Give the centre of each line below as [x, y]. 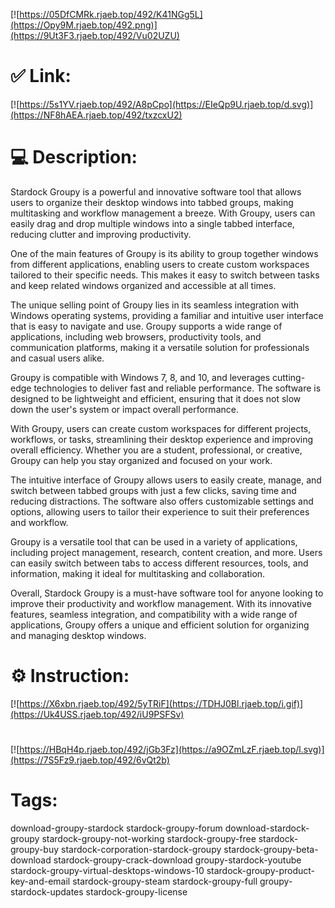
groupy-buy [35, 849]
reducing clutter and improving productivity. [101, 234]
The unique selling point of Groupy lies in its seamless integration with [155, 305]
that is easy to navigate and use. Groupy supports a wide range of [146, 326]
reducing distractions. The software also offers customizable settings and [162, 501]
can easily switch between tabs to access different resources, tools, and [159, 563]
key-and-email [40, 881]
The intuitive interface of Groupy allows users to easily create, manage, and [166, 480]
